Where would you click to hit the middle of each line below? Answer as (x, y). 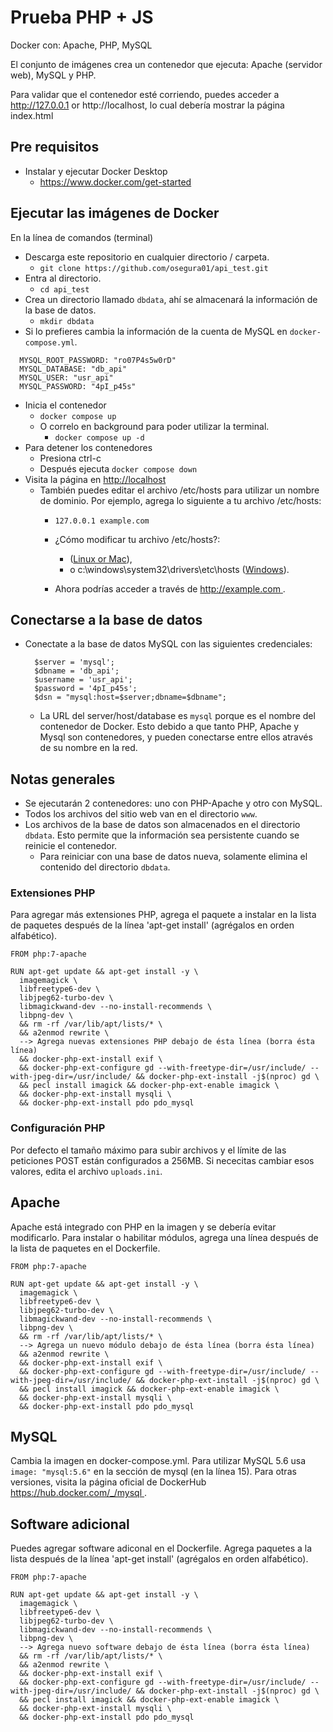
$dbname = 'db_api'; (77, 671)
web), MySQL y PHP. (53, 75)
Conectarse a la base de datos (106, 619)
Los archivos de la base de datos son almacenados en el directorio (162, 825)
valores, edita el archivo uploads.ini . (86, 1171)
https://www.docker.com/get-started (115, 182)
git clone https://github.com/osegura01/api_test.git (154, 268)
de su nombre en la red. (88, 748)
